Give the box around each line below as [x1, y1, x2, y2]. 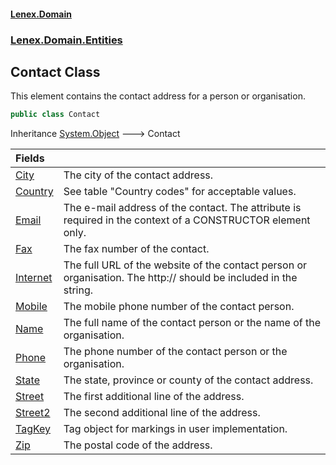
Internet [15, 271, 53, 285]
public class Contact [10, 110, 101, 120]
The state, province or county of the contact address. [63, 373, 314, 387]
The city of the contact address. [63, 168, 214, 182]
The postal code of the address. [63, 438, 213, 452]
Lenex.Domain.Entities [10, 33, 123, 47]
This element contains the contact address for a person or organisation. [10, 90, 306, 102]
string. [63, 283, 93, 297]
